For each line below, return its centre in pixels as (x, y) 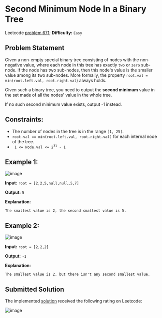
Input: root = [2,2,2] (27, 247)
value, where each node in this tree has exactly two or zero (82, 65)
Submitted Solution (35, 289)
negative (14, 65)
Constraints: (24, 120)
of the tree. (23, 141)
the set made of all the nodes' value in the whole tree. (59, 95)
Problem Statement (35, 48)
